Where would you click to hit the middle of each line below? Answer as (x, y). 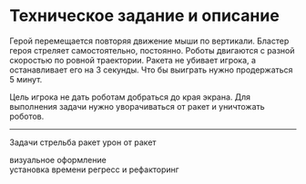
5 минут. (26, 79)
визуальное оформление (58, 160)
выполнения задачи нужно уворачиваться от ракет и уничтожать (138, 106)
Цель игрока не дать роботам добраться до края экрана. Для (130, 97)
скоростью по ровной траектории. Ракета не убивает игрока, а (133, 60)
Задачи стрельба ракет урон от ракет (83, 142)
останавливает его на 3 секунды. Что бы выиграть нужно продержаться (151, 70)
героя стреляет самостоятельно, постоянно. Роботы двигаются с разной (152, 50)
